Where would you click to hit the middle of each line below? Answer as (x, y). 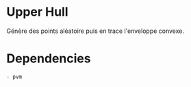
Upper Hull (38, 12)
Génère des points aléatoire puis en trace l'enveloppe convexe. (95, 31)
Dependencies (49, 59)
